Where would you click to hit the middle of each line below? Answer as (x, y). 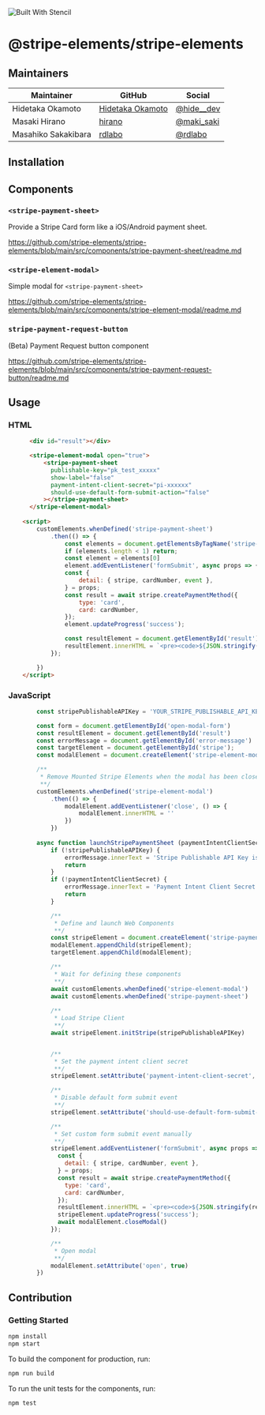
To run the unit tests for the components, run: (82, 1388)
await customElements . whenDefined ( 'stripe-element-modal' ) (149, 989)
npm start (24, 1344)
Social (198, 95)
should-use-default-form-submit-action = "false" (130, 492)
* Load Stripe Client (90, 1019)
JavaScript (30, 695)
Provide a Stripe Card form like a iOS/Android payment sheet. (108, 227)
